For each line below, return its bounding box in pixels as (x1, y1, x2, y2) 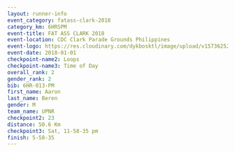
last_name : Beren (7, 95, 58, 102)
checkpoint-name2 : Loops (7, 56, 80, 63)
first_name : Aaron (7, 88, 61, 95)
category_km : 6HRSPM (7, 23, 68, 30)
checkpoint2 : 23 (7, 114, 55, 121)
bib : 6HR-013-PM (7, 82, 55, 89)
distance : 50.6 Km (7, 120, 61, 128)
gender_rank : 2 (7, 75, 52, 83)
